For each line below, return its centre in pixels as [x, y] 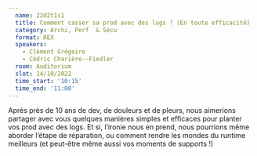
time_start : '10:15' [49, 81]
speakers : [31, 45]
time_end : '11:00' [45, 88]
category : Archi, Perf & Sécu [66, 30]
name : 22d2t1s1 [40, 15]
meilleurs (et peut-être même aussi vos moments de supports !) [111, 144]
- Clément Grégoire [54, 52]
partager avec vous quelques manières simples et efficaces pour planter [125, 119]
